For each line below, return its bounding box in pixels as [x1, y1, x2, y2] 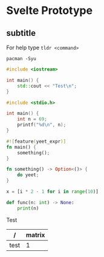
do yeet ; [17, 172, 39, 178]
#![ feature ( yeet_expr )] [6, 138, 67, 145]
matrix [26, 230, 45, 239]
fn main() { [6, 144, 36, 150]
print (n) [17, 205, 39, 211]
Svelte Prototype [6, 4, 93, 18]
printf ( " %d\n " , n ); [17, 122, 67, 128]
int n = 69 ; [17, 116, 47, 122]
